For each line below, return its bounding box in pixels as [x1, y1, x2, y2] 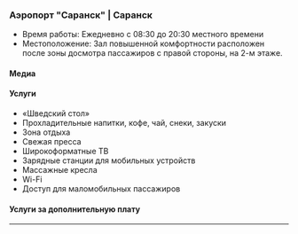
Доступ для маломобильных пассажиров [21, 183, 181, 194]
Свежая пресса [21, 136, 82, 147]
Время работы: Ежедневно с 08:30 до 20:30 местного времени [21, 29, 264, 40]
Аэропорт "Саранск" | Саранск [9, 9, 153, 21]
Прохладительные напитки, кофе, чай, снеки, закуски [21, 118, 227, 129]
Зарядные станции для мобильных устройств [21, 155, 196, 166]
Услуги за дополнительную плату [9, 204, 141, 214]
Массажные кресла [21, 165, 98, 175]
